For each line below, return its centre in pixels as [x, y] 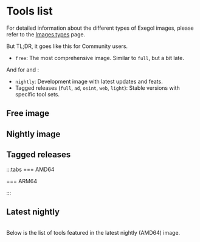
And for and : [23, 69]
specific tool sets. [37, 94]
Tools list [29, 11]
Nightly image [33, 134]
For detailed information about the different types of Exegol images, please [100, 28]
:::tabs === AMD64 [30, 169]
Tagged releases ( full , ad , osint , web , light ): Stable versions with [98, 88]
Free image [28, 113]
